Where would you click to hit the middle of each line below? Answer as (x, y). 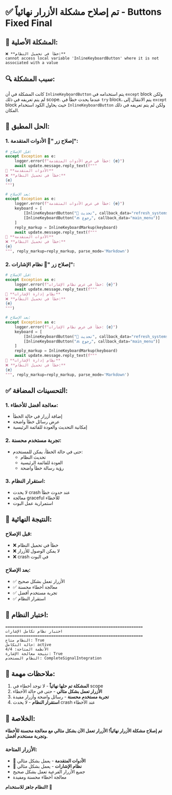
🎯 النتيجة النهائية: (29, 519)
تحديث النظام (33, 457)
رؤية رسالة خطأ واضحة (42, 468)
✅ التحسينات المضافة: (37, 390)
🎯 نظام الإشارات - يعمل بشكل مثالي (47, 766)
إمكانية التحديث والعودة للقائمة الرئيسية (50, 427)
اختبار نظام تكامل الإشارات (34, 631)
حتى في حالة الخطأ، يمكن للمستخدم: (48, 452)
